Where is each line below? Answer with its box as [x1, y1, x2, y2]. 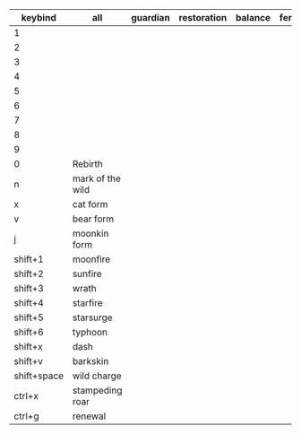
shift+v [13, 355, 43, 367]
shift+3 [13, 282, 45, 294]
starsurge [72, 311, 114, 324]
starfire [72, 297, 103, 308]
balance [236, 12, 271, 23]
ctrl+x [13, 390, 39, 402]
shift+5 [13, 311, 45, 324]
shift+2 [13, 268, 45, 280]
